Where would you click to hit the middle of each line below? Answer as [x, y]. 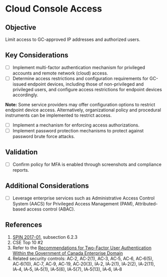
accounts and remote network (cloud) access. [60, 73]
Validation [21, 152]
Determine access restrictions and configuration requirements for [80, 78]
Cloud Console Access [54, 9]
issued [19, 84]
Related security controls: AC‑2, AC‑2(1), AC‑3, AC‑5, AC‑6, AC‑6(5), [83, 258]
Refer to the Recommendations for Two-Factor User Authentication [82, 248]
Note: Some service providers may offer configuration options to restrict [80, 104]
